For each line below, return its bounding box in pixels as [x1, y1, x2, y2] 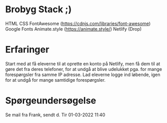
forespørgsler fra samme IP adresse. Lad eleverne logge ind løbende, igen [5, 71, 161, 78]
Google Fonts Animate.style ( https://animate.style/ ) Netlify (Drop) [5, 26, 142, 32]
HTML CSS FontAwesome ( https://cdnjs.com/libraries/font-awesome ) [5, 20, 151, 27]
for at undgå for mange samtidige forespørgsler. [5, 77, 106, 83]
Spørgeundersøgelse [5, 95, 96, 107]
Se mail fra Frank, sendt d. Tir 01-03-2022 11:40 [5, 111, 106, 118]
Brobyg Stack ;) [5, 4, 72, 15]
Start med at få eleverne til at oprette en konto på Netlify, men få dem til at [5, 60, 160, 67]
